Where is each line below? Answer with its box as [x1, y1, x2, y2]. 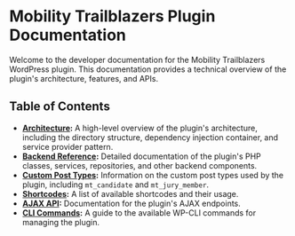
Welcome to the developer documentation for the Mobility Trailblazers [9, 54, 266, 65]
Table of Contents [9, 99, 111, 114]
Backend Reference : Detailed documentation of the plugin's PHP [21, 151, 262, 161]
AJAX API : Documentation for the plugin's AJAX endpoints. [21, 198, 242, 208]
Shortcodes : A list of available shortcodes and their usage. [21, 188, 239, 199]
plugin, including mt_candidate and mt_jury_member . [21, 179, 210, 190]
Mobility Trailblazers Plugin [9, 6, 216, 27]
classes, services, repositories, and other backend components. [21, 160, 258, 170]
